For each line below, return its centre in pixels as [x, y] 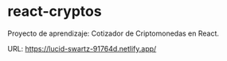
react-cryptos [55, 11]
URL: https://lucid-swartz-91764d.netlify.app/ [82, 48]
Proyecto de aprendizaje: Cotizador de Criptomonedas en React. [113, 33]
